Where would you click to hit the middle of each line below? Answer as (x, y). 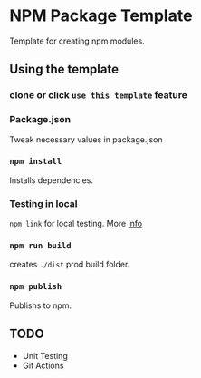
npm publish (36, 287)
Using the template (64, 69)
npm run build (40, 246)
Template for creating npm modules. (77, 41)
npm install (36, 161)
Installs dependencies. (51, 180)
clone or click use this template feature (98, 95)
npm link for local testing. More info (76, 224)
